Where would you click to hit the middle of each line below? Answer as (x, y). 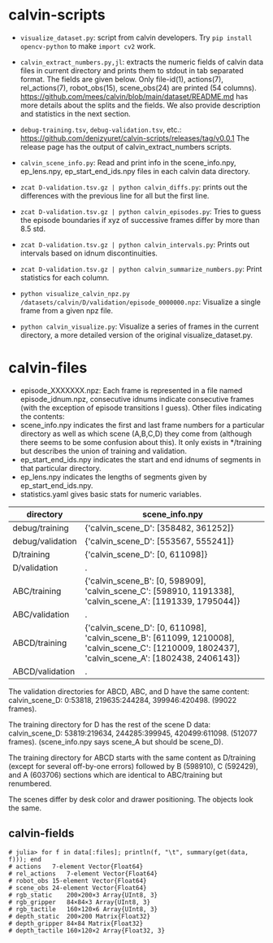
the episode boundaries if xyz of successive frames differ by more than (140, 220)
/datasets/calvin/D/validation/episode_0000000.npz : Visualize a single (141, 302)
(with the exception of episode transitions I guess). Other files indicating (141, 408)
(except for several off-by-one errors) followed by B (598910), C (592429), (133, 766)
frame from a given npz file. (67, 310)
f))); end (25, 859)
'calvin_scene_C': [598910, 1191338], (160, 591)
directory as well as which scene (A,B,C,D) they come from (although (136, 434)
